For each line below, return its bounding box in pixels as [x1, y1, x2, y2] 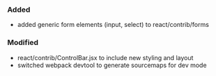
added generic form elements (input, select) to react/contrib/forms [17, 21, 209, 29]
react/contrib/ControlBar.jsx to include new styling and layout [17, 53, 194, 61]
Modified [7, 38, 39, 48]
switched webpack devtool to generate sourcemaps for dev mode [17, 61, 207, 69]
